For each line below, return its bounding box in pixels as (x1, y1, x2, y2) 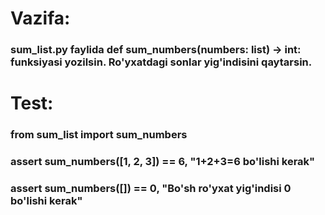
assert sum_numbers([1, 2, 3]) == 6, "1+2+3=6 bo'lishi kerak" (10, 155, 316, 169)
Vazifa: (10, 7, 71, 30)
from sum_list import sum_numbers (10, 128, 188, 142)
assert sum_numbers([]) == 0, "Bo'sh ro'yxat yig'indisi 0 (10, 182, 292, 196)
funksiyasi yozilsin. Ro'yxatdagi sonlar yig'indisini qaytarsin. (10, 55, 313, 69)
